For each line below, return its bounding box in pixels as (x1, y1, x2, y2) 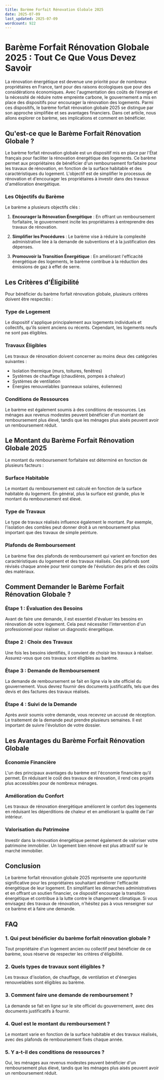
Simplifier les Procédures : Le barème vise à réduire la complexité (12, 234, 146, 239)
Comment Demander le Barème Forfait (5, 583, 124, 591)
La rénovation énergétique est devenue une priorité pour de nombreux (5, 79, 147, 85)
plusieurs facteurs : (5, 462, 44, 468)
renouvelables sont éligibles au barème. (5, 979, 85, 985)
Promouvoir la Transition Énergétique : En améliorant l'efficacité (12, 254, 143, 259)
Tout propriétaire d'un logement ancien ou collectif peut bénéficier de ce (5, 946, 151, 952)
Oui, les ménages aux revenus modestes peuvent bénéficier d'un (5, 1060, 136, 1066)
